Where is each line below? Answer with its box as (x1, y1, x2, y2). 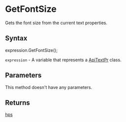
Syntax (5, 34, 28, 42)
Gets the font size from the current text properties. (5, 20, 107, 26)
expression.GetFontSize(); (5, 47, 58, 53)
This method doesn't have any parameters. (5, 84, 93, 90)
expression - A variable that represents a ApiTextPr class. (5, 57, 122, 63)
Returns (5, 98, 31, 107)
